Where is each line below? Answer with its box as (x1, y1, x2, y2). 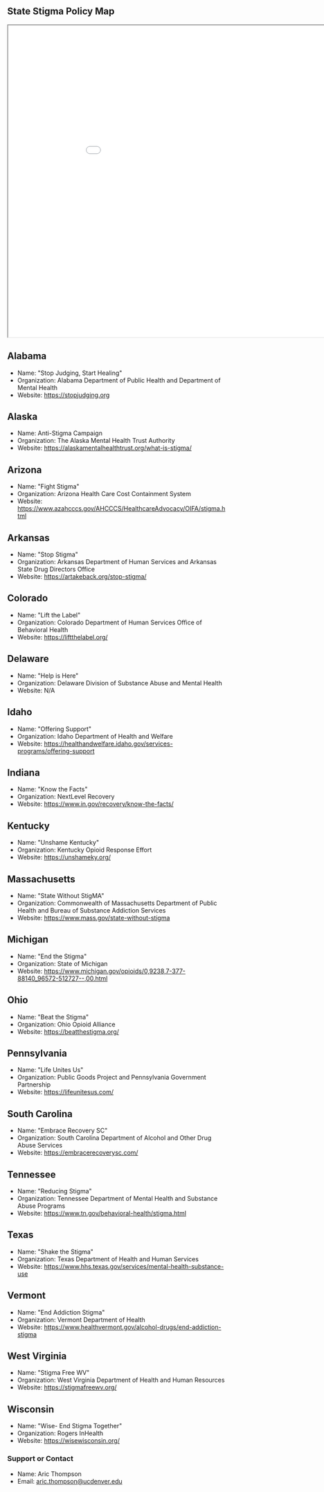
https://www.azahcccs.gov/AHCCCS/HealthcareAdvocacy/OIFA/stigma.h (17, 504, 226, 513)
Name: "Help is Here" (17, 672, 79, 680)
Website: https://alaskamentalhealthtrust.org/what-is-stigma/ (17, 444, 192, 453)
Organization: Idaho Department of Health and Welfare (17, 732, 173, 740)
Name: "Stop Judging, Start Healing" (17, 369, 123, 377)
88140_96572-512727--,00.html (17, 974, 108, 983)
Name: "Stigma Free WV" (17, 1369, 90, 1377)
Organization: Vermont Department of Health (17, 1315, 145, 1324)
